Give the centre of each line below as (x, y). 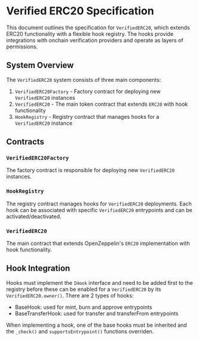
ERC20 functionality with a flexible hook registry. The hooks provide (90, 33)
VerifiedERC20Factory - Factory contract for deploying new (88, 91)
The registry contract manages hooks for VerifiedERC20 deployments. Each (99, 204)
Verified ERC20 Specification (80, 11)
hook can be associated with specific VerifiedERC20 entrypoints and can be (99, 210)
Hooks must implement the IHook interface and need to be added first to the (99, 282)
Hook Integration (38, 268)
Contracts (25, 142)
